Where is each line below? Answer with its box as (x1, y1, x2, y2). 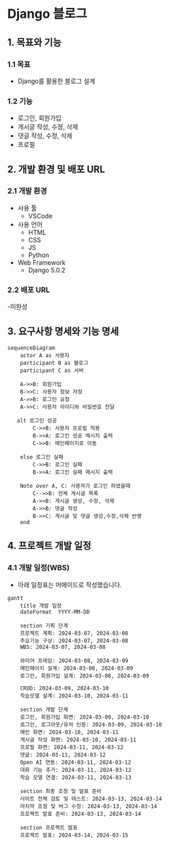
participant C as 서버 (20, 366, 84, 374)
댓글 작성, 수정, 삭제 (17, 131, 73, 140)
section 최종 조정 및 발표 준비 (20, 787, 103, 795)
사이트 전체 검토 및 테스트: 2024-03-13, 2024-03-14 (20, 795, 163, 802)
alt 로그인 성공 (16, 417, 57, 424)
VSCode (28, 212, 53, 220)
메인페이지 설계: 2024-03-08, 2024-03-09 (20, 665, 134, 672)
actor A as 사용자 (20, 351, 70, 359)
